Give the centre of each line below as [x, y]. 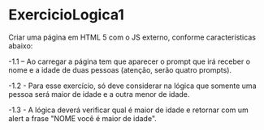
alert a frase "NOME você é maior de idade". [82, 118]
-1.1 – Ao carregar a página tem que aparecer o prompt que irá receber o [129, 61]
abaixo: [21, 45]
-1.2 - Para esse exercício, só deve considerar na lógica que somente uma [132, 86]
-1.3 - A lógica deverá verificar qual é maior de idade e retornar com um [129, 110]
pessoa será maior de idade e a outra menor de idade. [99, 94]
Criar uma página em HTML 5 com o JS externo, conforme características [132, 37]
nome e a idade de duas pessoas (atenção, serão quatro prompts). [120, 69]
